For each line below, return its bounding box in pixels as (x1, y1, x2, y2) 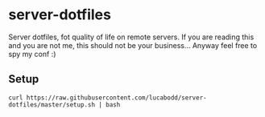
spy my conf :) (8, 49, 56, 58)
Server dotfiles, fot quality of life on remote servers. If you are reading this (8, 32, 255, 42)
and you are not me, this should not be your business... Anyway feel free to (8, 40, 258, 50)
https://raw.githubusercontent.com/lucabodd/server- (26, 94, 207, 102)
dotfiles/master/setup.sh (8, 100, 95, 109)
